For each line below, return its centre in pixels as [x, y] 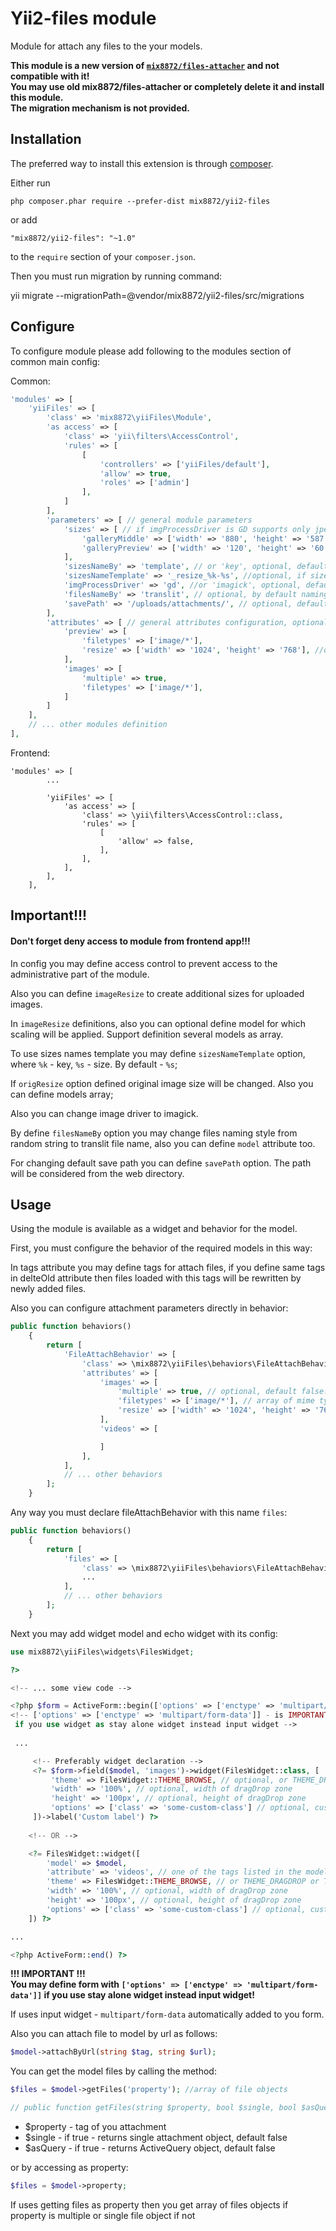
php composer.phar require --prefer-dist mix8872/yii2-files [140, 201]
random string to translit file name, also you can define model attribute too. [163, 1143]
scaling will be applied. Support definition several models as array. [147, 1034]
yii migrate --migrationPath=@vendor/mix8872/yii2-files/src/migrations [157, 295]
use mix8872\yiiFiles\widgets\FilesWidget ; [102, 1652]
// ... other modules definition [98, 725]
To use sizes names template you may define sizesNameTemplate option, [158, 1053]
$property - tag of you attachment [95, 2127]
